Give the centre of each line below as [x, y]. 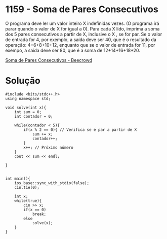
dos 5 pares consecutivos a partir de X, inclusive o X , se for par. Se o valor [84, 34]
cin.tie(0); [27, 187]
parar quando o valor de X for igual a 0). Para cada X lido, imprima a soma [82, 28]
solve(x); [43, 223]
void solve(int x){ [26, 108]
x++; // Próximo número [48, 147]
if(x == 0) [35, 210]
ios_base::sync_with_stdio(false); [52, 183]
